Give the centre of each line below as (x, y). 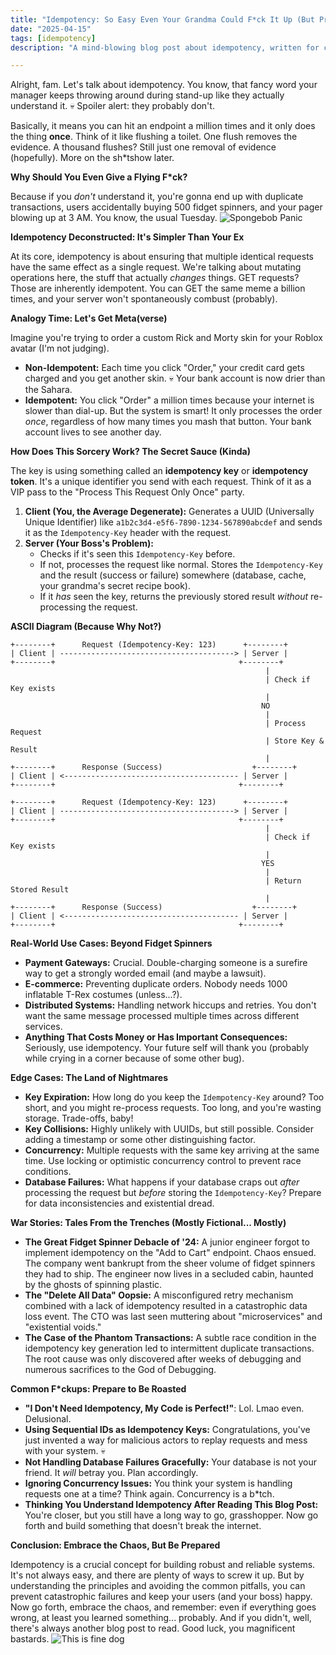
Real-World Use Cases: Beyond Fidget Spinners (111, 943)
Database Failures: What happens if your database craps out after (162, 1182)
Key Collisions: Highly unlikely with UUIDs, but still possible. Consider (169, 1129)
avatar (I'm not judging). (60, 348)
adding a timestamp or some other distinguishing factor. (140, 1140)
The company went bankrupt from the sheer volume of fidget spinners (170, 1263)
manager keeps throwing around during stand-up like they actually (147, 95)
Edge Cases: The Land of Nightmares (89, 1078)
